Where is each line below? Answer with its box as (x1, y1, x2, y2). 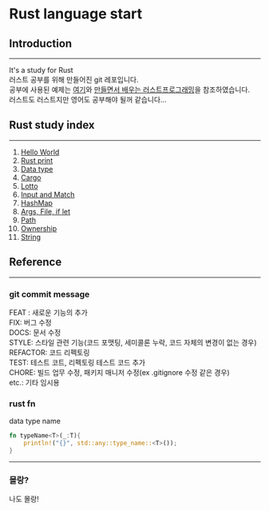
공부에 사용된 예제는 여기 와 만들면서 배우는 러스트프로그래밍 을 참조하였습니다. (9, 85, 251, 94)
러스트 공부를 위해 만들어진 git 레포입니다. (9, 75, 139, 84)
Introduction (9, 37, 73, 50)
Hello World (20, 147, 60, 157)
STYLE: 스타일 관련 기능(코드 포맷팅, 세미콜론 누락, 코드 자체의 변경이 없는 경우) (9, 337, 258, 347)
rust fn (9, 397, 36, 409)
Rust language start (9, 5, 143, 23)
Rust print (20, 155, 53, 165)
